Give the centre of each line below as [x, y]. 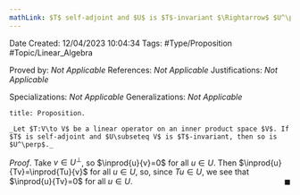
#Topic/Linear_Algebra [51, 52]
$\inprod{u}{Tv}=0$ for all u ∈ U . [71, 182]
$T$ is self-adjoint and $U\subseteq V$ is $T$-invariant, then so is [143, 136]
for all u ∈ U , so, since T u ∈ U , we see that [170, 172]
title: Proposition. [48, 113]
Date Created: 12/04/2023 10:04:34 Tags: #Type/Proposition [121, 43]
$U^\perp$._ [31, 144]
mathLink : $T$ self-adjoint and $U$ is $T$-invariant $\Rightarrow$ [139, 17]
